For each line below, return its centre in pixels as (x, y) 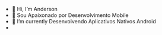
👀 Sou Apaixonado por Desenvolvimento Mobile (70, 15)
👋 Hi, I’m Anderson (34, 9)
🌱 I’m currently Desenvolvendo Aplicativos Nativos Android (84, 21)
